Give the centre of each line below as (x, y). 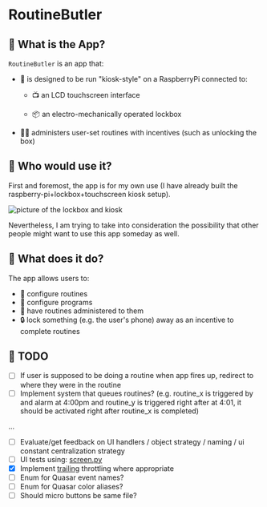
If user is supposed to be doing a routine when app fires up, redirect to (137, 376)
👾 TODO (28, 357)
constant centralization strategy (73, 451)
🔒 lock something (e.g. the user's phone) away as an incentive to (127, 320)
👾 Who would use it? (60, 166)
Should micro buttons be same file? (79, 495)
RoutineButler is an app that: (56, 63)
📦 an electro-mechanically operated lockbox (107, 114)
